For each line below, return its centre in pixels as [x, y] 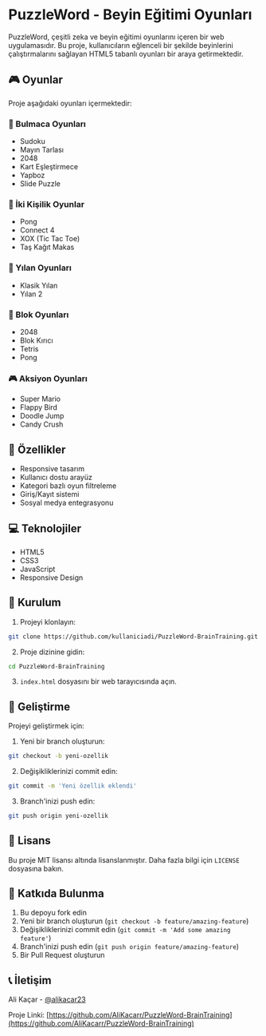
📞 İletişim [30, 980]
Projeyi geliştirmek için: [47, 726]
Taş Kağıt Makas [47, 247]
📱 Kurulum [35, 603]
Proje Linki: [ [29, 1015]
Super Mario [40, 399]
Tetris [29, 348]
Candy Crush [41, 424]
